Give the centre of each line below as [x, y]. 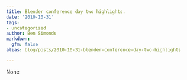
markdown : [18, 39]
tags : [13, 22]
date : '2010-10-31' [30, 17]
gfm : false [25, 45]
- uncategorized [26, 28]
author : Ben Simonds [32, 34]
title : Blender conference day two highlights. [66, 11]
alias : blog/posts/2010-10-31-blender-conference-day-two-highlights [94, 50]
